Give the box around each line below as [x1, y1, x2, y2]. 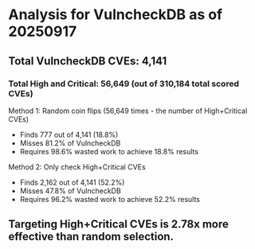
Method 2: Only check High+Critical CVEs [8, 161, 146, 172]
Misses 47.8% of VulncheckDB [19, 185, 121, 196]
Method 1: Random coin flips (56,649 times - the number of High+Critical [8, 106, 248, 115]
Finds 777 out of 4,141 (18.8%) [19, 130, 119, 139]
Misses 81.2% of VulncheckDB [19, 138, 121, 148]
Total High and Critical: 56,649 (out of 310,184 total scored [8, 78, 239, 89]
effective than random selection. [8, 230, 174, 243]
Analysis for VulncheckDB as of [8, 6, 223, 24]
